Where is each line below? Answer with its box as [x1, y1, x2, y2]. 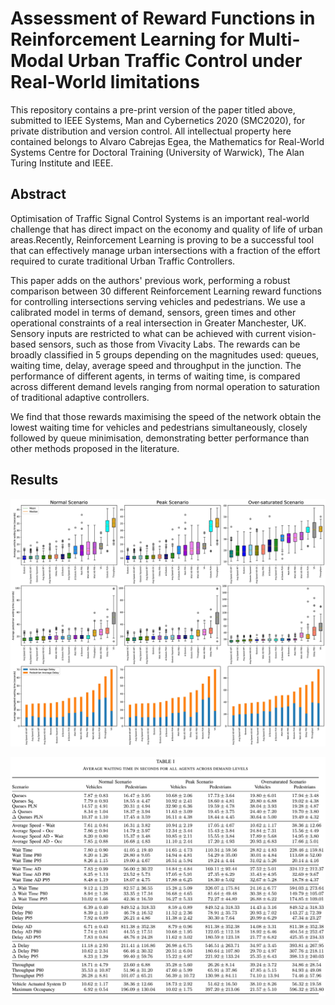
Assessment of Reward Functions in [10, 7, 316, 30]
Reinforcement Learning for [10, 28, 245, 51]
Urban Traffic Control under [67, 50, 303, 72]
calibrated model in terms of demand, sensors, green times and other [10, 306, 297, 318]
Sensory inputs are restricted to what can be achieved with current [10, 327, 286, 339]
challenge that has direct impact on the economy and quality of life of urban [10, 223, 323, 235]
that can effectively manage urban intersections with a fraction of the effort [10, 244, 321, 256]
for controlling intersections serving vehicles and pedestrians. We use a [10, 295, 306, 307]
